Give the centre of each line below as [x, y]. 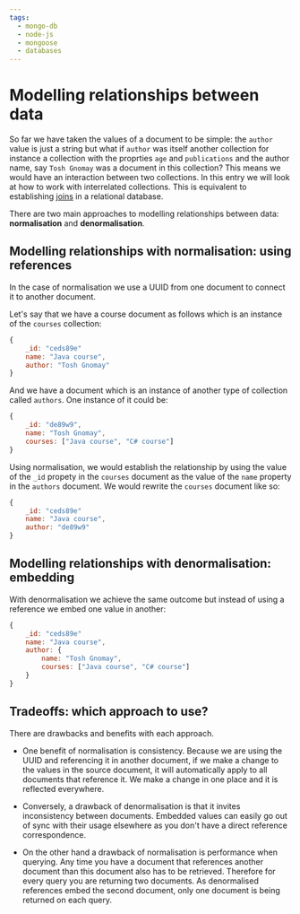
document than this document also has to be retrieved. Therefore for [149, 871]
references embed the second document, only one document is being [151, 890]
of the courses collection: [56, 323]
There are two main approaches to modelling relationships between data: [144, 214]
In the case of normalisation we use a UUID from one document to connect [147, 287]
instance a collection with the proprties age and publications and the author [149, 159]
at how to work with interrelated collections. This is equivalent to [128, 187]
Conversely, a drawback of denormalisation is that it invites [131, 806]
